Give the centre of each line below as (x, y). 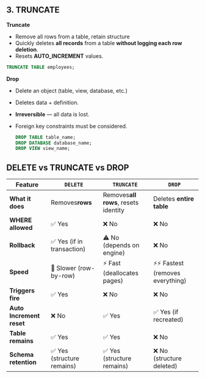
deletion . (27, 49)
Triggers (22, 291)
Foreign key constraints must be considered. (71, 126)
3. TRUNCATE (33, 10)
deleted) (165, 366)
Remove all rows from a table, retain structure (72, 37)
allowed (21, 228)
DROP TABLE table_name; (45, 137)
